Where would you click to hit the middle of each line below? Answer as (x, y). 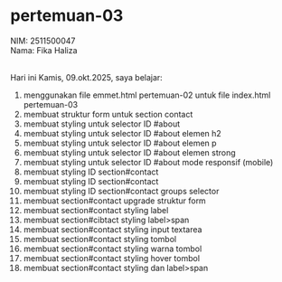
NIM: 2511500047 (43, 41)
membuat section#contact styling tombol (100, 239)
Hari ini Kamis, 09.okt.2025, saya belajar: (87, 77)
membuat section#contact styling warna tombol (113, 249)
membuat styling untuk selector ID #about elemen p (120, 143)
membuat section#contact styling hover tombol (112, 258)
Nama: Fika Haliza (44, 50)
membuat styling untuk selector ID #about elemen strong (129, 152)
